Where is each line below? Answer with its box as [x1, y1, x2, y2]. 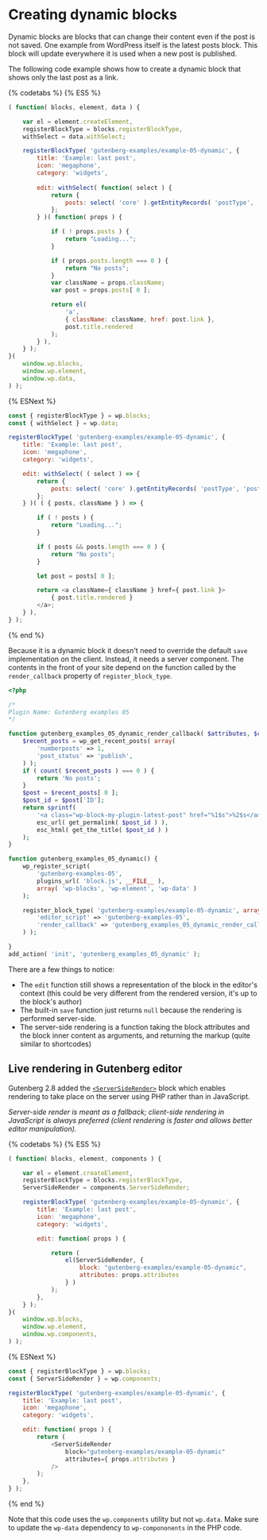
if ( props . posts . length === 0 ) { [50, 257, 169, 265]
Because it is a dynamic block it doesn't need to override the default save [8, 645, 248, 655]
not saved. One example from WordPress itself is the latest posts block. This [8, 40, 258, 49]
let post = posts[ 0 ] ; [37, 572, 115, 580]
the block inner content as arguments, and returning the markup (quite [19, 1031, 251, 1040]
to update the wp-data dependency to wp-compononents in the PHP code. [8, 1523, 242, 1532]
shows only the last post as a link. [8, 72, 119, 82]
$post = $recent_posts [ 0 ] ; [22, 789, 119, 797]
